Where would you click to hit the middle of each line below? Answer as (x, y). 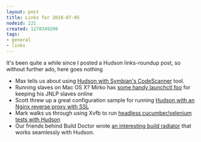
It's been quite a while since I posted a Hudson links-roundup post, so (94, 63)
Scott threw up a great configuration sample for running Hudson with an (105, 100)
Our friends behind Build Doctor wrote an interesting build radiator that (103, 126)
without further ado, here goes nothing (54, 69)
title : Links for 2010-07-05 (43, 18)
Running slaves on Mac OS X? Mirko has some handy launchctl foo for (103, 87)
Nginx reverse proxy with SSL (52, 106)
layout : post (23, 12)
